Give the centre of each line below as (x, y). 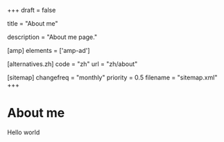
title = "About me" (33, 23)
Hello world (24, 132)
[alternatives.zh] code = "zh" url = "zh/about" (72, 64)
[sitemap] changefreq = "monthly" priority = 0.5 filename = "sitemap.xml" (112, 77)
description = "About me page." (52, 37)
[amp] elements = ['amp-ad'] (49, 50)
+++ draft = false (32, 10)
